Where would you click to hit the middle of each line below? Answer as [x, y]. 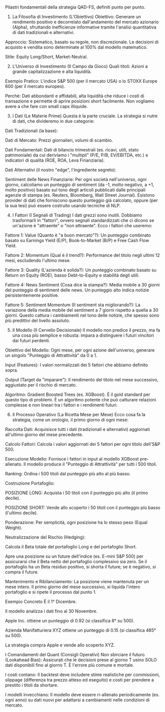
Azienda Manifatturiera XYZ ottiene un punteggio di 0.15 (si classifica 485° [81, 630]
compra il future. [22, 572]
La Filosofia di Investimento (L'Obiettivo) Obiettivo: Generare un [77, 17]
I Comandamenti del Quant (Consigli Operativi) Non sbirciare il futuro [75, 655]
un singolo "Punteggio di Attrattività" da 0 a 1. [51, 355]
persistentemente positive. [32, 295]
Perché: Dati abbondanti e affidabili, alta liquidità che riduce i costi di [75, 96]
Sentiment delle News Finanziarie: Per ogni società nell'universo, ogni [76, 179]
